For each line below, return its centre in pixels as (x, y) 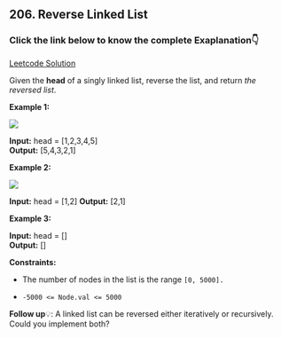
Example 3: (30, 218)
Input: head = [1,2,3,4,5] (54, 140)
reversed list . (33, 90)
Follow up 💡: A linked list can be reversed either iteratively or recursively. (141, 313)
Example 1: (30, 106)
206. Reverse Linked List (79, 15)
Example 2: (30, 167)
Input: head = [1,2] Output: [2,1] (67, 201)
